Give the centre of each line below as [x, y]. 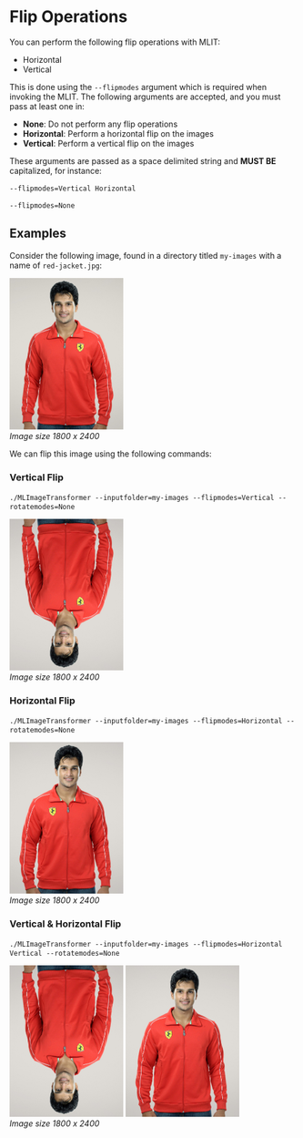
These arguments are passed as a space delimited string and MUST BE [143, 160]
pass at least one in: [47, 106]
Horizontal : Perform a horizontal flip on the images [118, 133]
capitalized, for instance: [56, 170]
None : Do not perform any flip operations [100, 124]
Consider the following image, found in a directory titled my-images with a [146, 255]
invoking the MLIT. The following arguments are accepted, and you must [145, 97]
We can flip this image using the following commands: [111, 454]
